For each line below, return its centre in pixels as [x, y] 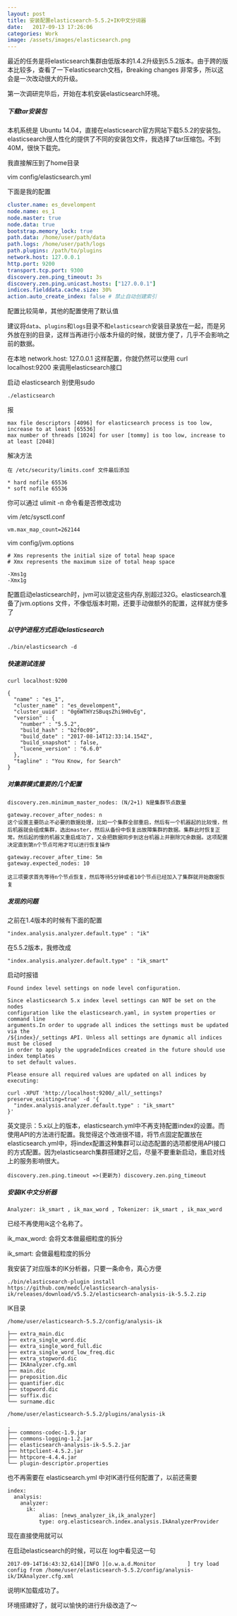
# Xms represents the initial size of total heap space [91, 556]
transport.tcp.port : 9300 [45, 270]
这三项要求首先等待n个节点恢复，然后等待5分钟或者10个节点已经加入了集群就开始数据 [114, 877]
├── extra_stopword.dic [42, 1359]
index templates [31, 1056]
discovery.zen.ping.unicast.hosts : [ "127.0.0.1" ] [82, 284]
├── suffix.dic [30, 1396]
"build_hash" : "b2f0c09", [60, 731]
